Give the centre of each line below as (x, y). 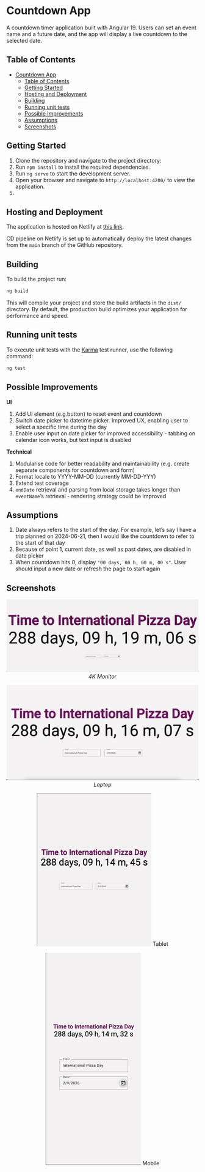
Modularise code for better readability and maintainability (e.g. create (103, 463)
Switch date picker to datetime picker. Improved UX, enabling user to (102, 420)
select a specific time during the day (61, 427)
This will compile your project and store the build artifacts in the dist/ (94, 303)
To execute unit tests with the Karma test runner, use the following (89, 350)
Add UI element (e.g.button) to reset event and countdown (88, 414)
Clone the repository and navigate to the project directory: (88, 160)
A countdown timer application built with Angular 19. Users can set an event (101, 28)
